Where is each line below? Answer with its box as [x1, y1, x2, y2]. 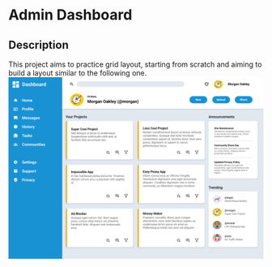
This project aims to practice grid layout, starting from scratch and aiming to [8, 59, 262, 69]
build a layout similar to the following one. [8, 68, 147, 78]
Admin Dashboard [8, 6, 133, 24]
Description [8, 38, 69, 52]
